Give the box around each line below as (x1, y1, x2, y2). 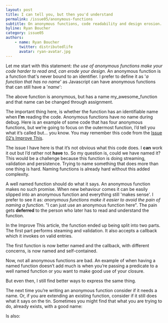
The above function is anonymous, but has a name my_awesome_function (5, 93, 158, 100)
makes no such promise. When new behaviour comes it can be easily (5, 186, 148, 192)
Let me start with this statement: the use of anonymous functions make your (5, 63, 163, 69)
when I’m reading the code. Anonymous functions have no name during (5, 114, 154, 120)
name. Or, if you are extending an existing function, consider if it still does (5, 293, 157, 299)
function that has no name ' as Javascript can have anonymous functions (5, 78, 156, 85)
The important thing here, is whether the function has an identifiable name (5, 108, 159, 115)
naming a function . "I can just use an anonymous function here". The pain (5, 202, 158, 208)
